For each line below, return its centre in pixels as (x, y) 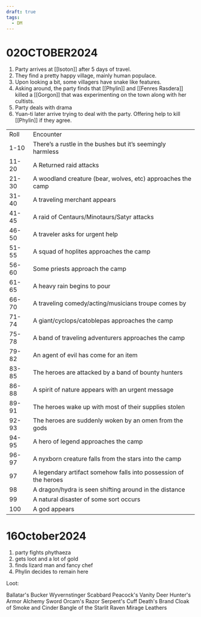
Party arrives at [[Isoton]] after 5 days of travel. (73, 69)
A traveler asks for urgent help (75, 234)
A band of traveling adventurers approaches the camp (109, 338)
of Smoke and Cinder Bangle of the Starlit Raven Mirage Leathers (87, 608)
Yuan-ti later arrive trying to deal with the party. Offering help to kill (98, 114)
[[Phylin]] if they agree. (43, 120)
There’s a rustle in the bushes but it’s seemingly (99, 144)
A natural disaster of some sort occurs (86, 499)
